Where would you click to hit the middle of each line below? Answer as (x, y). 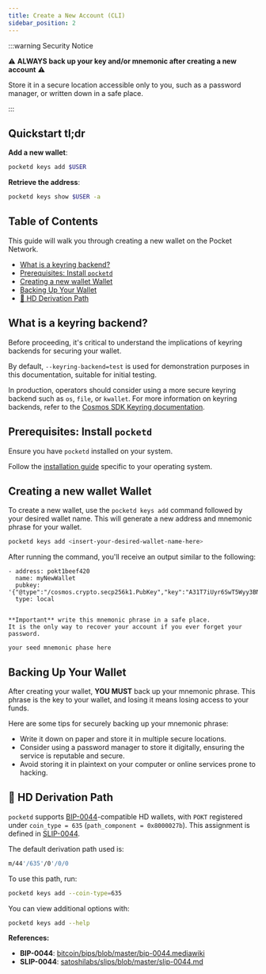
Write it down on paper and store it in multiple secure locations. (123, 739)
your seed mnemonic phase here (60, 648)
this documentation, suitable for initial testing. (82, 375)
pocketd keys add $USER (47, 167)
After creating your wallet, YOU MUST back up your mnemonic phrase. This (132, 691)
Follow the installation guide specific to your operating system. (110, 466)
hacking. (34, 772)
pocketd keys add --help (49, 923)
